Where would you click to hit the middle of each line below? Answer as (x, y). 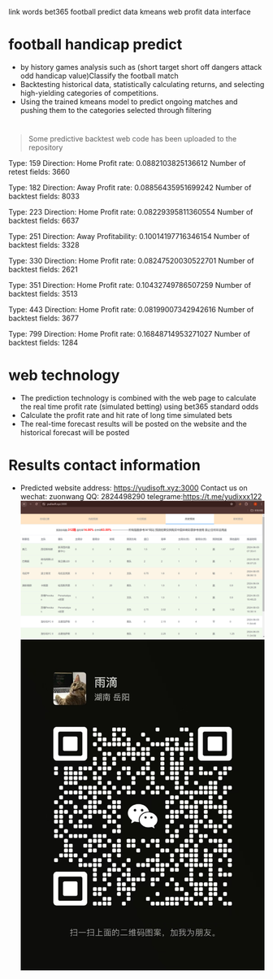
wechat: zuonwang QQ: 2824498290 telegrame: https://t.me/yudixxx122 (141, 496)
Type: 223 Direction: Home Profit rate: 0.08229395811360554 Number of (131, 212)
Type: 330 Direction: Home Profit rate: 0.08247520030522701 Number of (131, 261)
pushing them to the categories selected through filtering (116, 110)
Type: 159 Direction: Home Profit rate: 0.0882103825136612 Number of (127, 163)
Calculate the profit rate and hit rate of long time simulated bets (126, 416)
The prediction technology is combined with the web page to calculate (138, 398)
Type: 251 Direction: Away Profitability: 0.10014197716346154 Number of (129, 237)
